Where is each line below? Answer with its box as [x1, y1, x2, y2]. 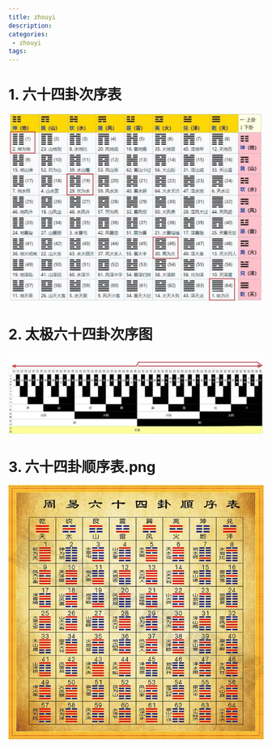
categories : [8, 30, 49, 38]
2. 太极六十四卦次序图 [8, 325, 153, 343]
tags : [8, 47, 27, 56]
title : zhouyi [8, 13, 57, 21]
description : [8, 21, 53, 30]
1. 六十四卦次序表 [8, 86, 122, 104]
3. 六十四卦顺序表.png [8, 457, 156, 476]
